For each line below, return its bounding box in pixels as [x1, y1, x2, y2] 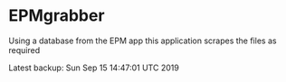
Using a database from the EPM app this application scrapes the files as [8, 35, 277, 46]
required [8, 44, 41, 55]
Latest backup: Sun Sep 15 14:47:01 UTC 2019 [8, 62, 180, 73]
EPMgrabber [8, 5, 105, 26]
